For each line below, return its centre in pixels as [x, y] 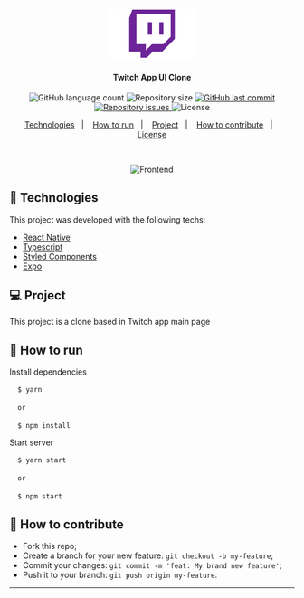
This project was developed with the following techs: [108, 219]
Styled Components [60, 256]
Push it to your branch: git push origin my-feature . [120, 575]
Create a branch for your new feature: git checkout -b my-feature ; [148, 555]
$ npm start [40, 497]
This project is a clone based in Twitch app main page [110, 322]
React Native [46, 237]
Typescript [43, 247]
